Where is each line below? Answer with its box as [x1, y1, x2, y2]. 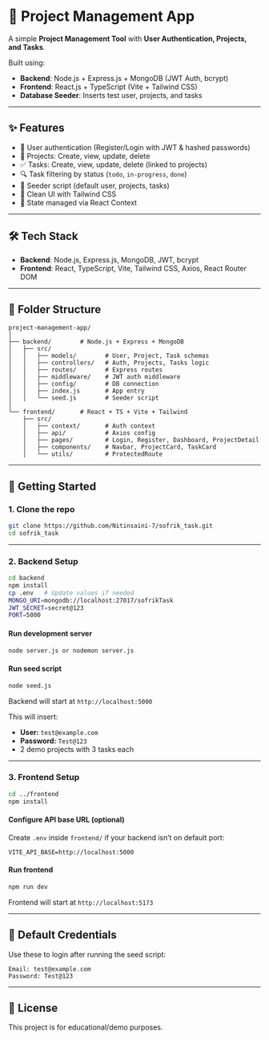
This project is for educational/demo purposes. [8, 1022, 163, 1032]
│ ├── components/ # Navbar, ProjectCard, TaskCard [22, 443, 217, 452]
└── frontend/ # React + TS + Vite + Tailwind [8, 408, 188, 416]
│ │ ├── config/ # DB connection [8, 380, 159, 388]
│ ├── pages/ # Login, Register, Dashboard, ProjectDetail [22, 437, 260, 445]
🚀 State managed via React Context [19, 197, 138, 207]
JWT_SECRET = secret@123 [8, 603, 84, 612]
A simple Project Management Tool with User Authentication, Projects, [8, 34, 247, 43]
